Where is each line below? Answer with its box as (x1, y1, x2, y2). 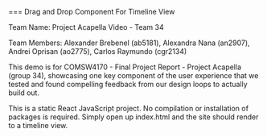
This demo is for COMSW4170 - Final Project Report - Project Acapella (8, 62, 242, 72)
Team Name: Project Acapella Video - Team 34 (8, 23, 165, 31)
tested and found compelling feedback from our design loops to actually (8, 80, 248, 89)
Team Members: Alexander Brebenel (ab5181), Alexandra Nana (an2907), (8, 38, 251, 48)
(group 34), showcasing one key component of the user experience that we (8, 71, 259, 80)
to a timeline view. (8, 121, 68, 130)
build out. (8, 88, 40, 98)
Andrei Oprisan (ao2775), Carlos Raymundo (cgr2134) (8, 47, 187, 56)
